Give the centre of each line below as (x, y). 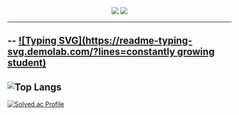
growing (196, 52)
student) (27, 63)
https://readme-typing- (139, 41)
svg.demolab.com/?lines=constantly (91, 52)
